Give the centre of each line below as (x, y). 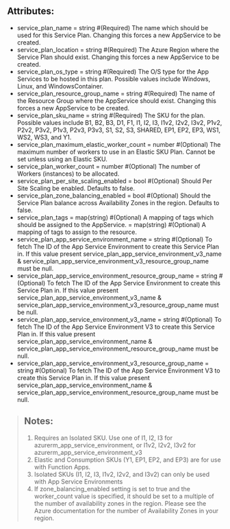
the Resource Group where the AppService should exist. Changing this (117, 101)
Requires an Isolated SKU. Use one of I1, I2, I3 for (103, 438)
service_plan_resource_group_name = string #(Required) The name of (116, 93)
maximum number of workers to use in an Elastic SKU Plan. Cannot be (116, 152)
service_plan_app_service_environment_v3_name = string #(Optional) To (119, 319)
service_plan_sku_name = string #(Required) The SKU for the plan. (111, 115)
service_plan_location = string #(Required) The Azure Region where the (118, 49)
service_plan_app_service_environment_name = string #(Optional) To (114, 239)
